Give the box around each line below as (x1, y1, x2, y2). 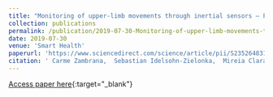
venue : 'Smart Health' (8, 42, 85, 50)
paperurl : (8, 49, 42, 57)
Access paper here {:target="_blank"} (8, 78, 133, 89)
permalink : (8, 27, 45, 35)
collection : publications (8, 19, 96, 27)
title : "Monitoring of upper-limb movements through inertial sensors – (8, 11, 260, 20)
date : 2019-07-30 (8, 34, 67, 43)
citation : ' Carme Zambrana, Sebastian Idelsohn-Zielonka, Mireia (8, 57, 245, 65)
